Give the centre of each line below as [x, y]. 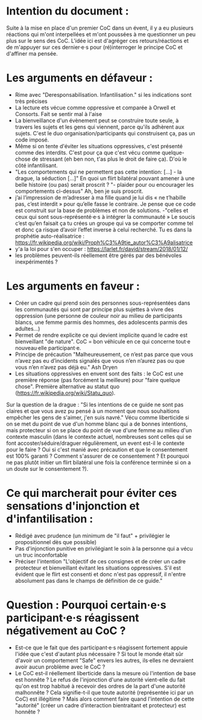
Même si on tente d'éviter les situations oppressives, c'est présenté [99, 146]
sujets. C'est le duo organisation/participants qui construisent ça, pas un [105, 133]
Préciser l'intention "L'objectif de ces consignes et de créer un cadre [100, 561]
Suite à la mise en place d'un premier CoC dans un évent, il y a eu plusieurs [100, 28]
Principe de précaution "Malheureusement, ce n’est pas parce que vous [104, 354]
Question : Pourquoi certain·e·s [87, 605]
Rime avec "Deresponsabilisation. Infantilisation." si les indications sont [103, 94]
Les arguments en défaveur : [80, 78]
